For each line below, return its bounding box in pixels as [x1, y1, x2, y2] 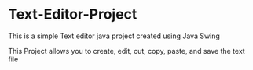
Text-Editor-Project [8, 5, 137, 23]
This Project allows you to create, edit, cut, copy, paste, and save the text [8, 46, 245, 55]
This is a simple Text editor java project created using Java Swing [8, 31, 220, 40]
